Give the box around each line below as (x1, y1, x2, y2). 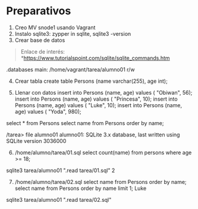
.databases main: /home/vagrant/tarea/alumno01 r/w (6, 65, 135, 73)
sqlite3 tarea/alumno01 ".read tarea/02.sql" (6, 196, 112, 203)
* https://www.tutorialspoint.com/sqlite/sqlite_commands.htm (20, 54, 171, 61)
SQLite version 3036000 (6, 137, 67, 144)
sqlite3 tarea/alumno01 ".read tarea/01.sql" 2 (6, 167, 115, 174)
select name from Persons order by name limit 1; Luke (14, 185, 147, 192)
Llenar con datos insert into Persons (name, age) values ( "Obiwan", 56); (14, 89, 193, 96)
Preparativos (6, 4, 71, 18)
